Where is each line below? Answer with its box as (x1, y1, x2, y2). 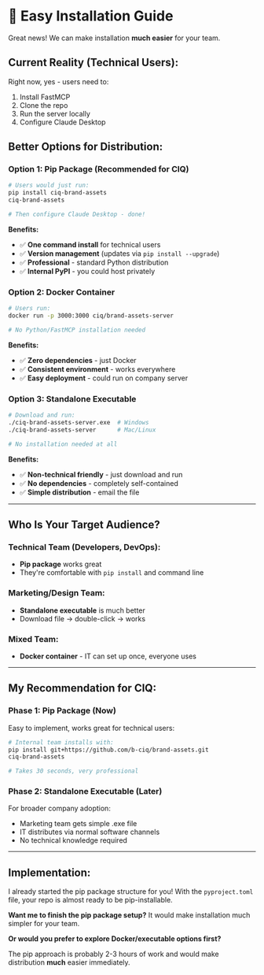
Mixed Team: (8, 633, 59, 644)
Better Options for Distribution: (8, 140, 163, 154)
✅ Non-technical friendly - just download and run (19, 469, 183, 479)
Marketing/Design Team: (8, 588, 105, 599)
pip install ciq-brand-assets (8, 189, 108, 197)
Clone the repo (19, 100, 68, 109)
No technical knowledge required (19, 836, 128, 845)
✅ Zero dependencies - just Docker (19, 355, 137, 365)
